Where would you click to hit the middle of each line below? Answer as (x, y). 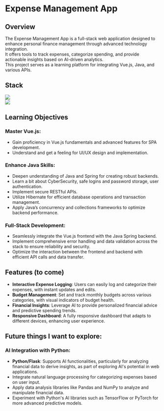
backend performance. (35, 213)
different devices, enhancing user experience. (59, 321)
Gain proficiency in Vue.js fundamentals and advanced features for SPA (84, 142)
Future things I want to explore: (54, 336)
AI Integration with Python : (38, 350)
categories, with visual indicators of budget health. (63, 300)
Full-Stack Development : (35, 225)
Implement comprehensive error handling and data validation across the (85, 241)
